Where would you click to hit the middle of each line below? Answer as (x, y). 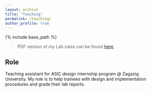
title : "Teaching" (24, 14)
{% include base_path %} (31, 37)
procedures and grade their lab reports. (45, 84)
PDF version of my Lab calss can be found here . (66, 46)
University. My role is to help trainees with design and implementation (76, 79)
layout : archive (22, 10)
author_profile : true (27, 23)
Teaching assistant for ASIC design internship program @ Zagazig (72, 74)
